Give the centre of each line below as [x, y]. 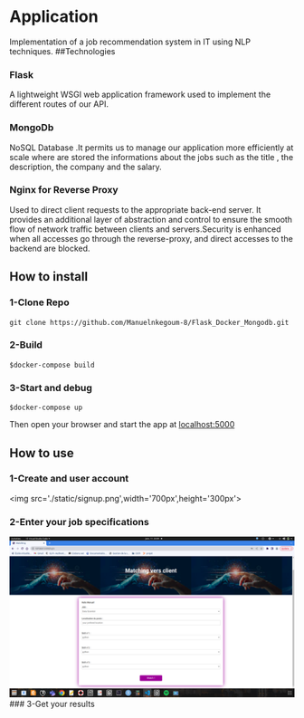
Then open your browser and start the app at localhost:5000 [122, 425]
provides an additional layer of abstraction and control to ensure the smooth [151, 219]
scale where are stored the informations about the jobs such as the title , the [152, 157]
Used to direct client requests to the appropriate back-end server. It [135, 209]
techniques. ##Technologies [62, 51]
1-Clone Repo [39, 302]
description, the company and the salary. [86, 167]
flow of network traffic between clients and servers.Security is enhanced [145, 229]
